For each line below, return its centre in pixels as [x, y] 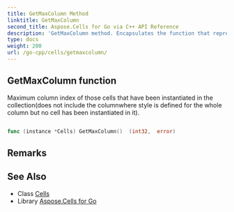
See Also [27, 177]
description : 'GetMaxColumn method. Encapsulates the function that [109, 33]
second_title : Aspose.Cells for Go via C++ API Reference [93, 26]
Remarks [27, 153]
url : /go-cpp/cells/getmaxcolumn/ [57, 53]
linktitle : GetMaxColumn [43, 20]
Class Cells [33, 193]
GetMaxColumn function [62, 81]
